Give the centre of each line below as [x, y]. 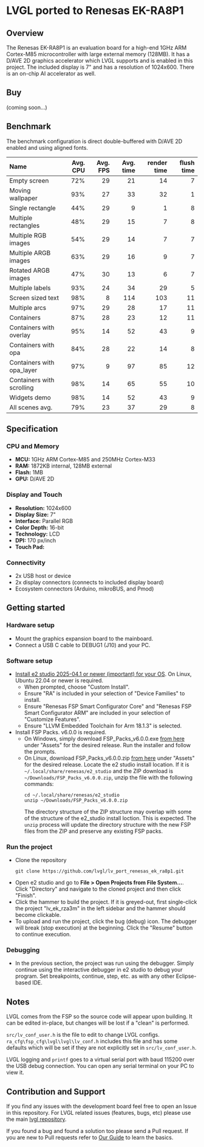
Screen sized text [34, 298]
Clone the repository [41, 860]
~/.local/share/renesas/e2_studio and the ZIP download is [99, 771]
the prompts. [40, 751]
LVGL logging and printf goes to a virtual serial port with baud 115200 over [100, 1059]
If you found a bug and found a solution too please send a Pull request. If [97, 1131]
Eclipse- [186, 976]
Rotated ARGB [30, 270]
